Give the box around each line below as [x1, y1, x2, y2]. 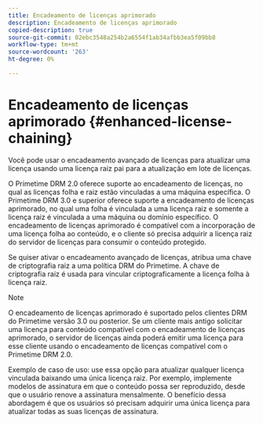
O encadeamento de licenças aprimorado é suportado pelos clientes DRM [8, 308, 247, 317]
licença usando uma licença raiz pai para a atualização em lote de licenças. [8, 163, 253, 173]
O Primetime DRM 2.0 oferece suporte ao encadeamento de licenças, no [8, 178, 243, 188]
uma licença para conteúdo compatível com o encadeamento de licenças [8, 324, 246, 334]
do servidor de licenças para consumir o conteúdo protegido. [8, 237, 206, 247]
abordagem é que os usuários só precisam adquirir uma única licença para [8, 398, 250, 408]
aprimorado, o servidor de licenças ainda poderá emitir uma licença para [8, 333, 243, 342]
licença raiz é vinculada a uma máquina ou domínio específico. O [8, 212, 218, 221]
